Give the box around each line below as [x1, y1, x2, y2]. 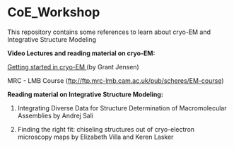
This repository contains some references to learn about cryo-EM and [7, 28, 211, 36]
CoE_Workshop [7, 4, 100, 21]
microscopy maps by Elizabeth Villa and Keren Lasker [17, 132, 174, 141]
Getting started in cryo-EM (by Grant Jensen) [7, 62, 139, 71]
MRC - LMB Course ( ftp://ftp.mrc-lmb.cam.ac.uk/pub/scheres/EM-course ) [7, 76, 224, 85]
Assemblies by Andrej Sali [17, 111, 94, 120]
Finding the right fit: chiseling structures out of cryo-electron [17, 125, 195, 133]
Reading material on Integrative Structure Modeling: [7, 90, 164, 98]
